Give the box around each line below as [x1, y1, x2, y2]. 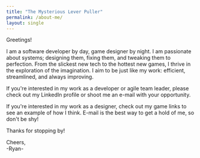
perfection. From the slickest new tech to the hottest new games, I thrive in [6, 60, 191, 68]
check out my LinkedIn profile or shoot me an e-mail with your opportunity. [6, 91, 191, 99]
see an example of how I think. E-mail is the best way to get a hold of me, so [6, 109, 195, 117]
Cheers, [6, 139, 26, 146]
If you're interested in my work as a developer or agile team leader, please [6, 85, 189, 92]
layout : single [6, 20, 44, 26]
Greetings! [6, 37, 32, 44]
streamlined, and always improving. [6, 73, 94, 81]
